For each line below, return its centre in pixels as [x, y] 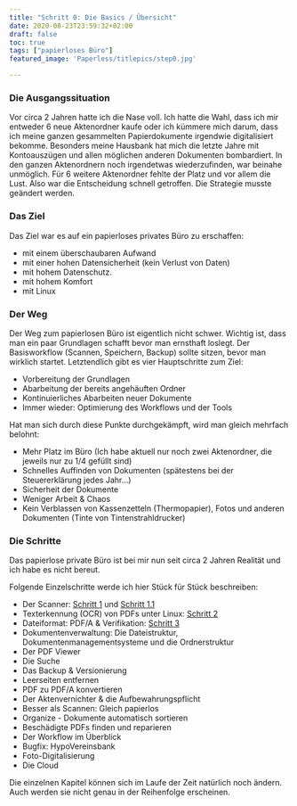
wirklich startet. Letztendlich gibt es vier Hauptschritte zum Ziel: [126, 361]
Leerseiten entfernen [60, 680]
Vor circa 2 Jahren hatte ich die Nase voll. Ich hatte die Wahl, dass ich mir [144, 118]
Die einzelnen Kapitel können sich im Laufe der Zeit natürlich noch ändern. [146, 783]
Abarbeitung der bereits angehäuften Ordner [104, 388]
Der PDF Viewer [52, 652]
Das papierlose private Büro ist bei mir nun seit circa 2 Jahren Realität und [145, 560]
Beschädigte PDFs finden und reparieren [96, 728]
